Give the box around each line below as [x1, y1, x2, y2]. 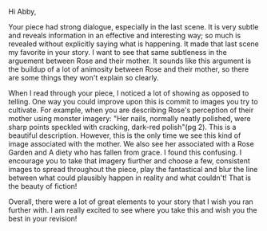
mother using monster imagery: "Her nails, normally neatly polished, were [8, 114, 251, 123]
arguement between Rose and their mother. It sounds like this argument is [8, 56, 252, 65]
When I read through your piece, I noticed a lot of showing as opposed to [8, 88, 249, 98]
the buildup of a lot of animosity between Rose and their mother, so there [8, 65, 249, 74]
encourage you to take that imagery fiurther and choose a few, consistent [8, 156, 250, 166]
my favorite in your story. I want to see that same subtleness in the [8, 48, 228, 57]
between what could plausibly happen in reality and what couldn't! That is [8, 173, 252, 182]
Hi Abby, [8, 7, 37, 16]
